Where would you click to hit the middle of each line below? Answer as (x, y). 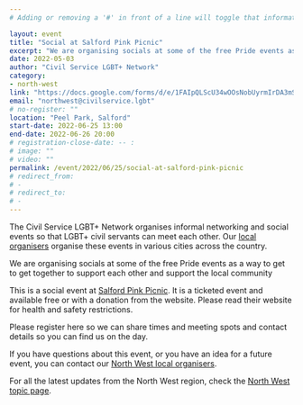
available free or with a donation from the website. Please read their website (151, 300)
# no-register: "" (44, 109)
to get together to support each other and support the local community (141, 273)
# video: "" (32, 159)
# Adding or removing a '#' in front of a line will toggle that (134, 18)
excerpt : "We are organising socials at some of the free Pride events (147, 50)
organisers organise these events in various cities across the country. (138, 246)
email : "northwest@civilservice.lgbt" (82, 101)
